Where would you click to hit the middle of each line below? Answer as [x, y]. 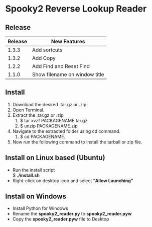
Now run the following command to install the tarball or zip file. [77, 142]
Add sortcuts [47, 50]
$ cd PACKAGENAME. [43, 136]
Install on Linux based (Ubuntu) [55, 158]
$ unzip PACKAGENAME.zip [49, 126]
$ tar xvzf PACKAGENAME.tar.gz [54, 120]
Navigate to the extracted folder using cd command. [66, 131]
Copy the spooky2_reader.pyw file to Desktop [61, 219]
